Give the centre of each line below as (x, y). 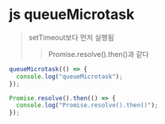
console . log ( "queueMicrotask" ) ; (70, 77)
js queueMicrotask (72, 15)
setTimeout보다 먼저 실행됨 (71, 37)
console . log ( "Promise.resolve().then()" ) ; (87, 105)
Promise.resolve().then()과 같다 (98, 54)
